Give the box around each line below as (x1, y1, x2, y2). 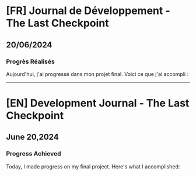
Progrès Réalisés (6, 57, 55, 65)
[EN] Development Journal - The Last (6, 96, 190, 110)
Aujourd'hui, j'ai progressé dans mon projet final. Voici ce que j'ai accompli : (6, 70, 188, 77)
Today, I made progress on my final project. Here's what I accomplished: (6, 163, 180, 170)
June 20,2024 (6, 132, 60, 142)
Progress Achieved (6, 150, 61, 158)
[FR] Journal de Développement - (6, 4, 170, 18)
